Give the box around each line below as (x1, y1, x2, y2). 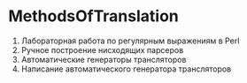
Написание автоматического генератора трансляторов (20, 64, 232, 74)
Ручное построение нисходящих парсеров (20, 44, 184, 55)
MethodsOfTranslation (8, 6, 179, 26)
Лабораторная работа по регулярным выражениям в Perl (20, 35, 240, 46)
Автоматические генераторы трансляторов (20, 54, 187, 64)
